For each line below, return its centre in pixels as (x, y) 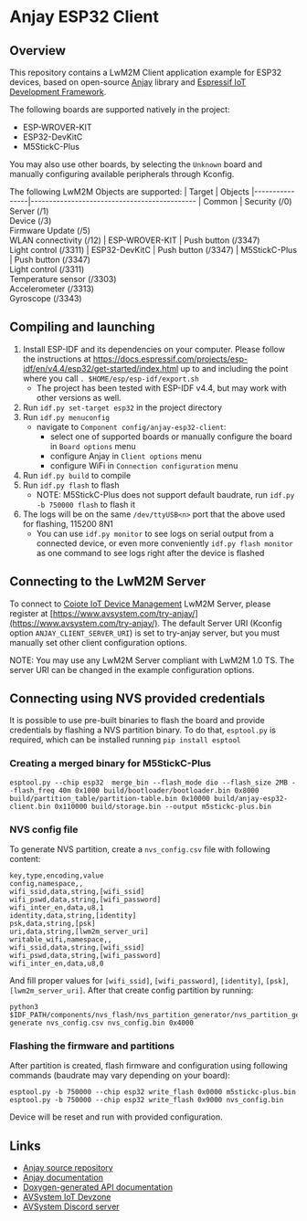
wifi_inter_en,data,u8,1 (57, 908)
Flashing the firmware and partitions (92, 1046)
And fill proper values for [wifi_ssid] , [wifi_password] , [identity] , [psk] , (149, 981)
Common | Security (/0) (248, 201)
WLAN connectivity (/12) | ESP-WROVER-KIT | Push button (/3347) (135, 240)
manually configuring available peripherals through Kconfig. (122, 174)
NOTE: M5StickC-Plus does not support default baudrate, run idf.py (165, 494)
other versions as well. (79, 397)
